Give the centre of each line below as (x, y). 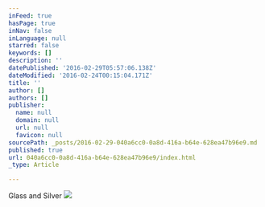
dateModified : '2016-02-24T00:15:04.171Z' (81, 75)
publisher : (27, 105)
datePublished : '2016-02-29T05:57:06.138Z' (83, 68)
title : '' (25, 83)
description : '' (35, 61)
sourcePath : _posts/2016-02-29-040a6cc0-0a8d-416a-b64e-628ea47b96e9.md (133, 142)
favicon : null (39, 135)
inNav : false (30, 30)
